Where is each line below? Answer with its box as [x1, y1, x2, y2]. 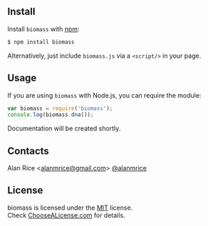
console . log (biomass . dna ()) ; [7, 111, 94, 118]
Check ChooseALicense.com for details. [7, 210, 126, 220]
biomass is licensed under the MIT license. [7, 203, 133, 212]
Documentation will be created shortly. [7, 124, 121, 133]
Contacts [7, 145, 50, 157]
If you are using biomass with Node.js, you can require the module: [7, 91, 202, 99]
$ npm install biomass [7, 38, 75, 46]
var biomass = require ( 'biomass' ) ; [7, 105, 113, 112]
